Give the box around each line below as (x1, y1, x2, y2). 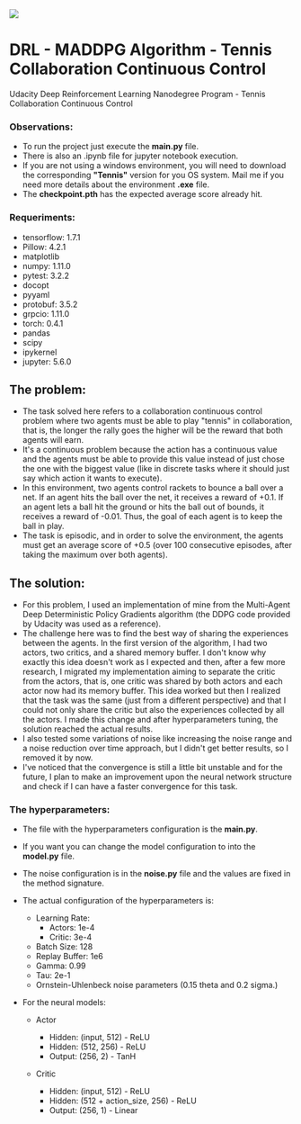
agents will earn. (22, 435, 84, 445)
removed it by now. (22, 752, 93, 763)
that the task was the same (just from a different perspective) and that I (22, 695, 287, 706)
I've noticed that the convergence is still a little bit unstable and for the (22, 762, 283, 773)
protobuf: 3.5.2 (22, 299, 78, 310)
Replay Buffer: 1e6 (35, 951, 103, 962)
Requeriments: (9, 211, 76, 224)
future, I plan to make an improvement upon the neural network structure (22, 771, 292, 782)
